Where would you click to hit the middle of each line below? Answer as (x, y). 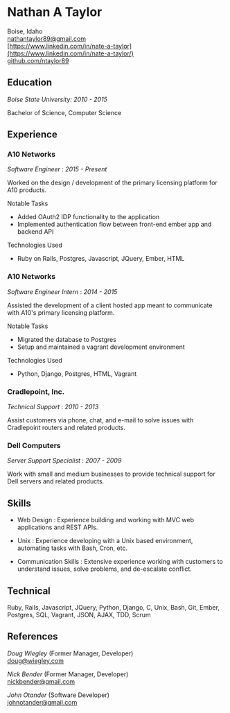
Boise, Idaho (25, 31)
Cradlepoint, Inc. (36, 391)
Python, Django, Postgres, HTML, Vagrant (77, 373)
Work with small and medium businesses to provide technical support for (112, 474)
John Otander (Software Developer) (58, 695)
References (33, 636)
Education (30, 83)
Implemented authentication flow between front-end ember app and (114, 224)
